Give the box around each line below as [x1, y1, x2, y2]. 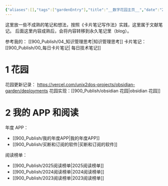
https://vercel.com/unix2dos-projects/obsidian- [36, 81, 135, 87]
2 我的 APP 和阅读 [5, 107, 79, 118]
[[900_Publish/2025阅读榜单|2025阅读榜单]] [12, 163, 104, 169]
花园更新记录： [5, 81, 36, 87]
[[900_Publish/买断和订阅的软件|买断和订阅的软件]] [12, 141, 117, 147]
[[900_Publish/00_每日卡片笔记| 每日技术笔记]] [5, 44, 101, 50]
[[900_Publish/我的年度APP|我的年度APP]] [12, 135, 100, 141]
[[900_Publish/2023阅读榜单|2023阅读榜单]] [12, 175, 104, 181]
